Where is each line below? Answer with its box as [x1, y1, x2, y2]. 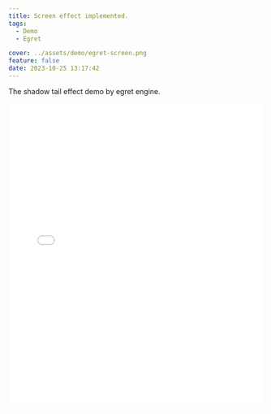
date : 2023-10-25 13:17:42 [8, 64, 100, 73]
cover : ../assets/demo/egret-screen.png [8, 50, 148, 58]
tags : [8, 19, 27, 28]
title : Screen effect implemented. [8, 11, 129, 20]
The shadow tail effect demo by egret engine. [8, 86, 161, 96]
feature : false [8, 57, 60, 65]
